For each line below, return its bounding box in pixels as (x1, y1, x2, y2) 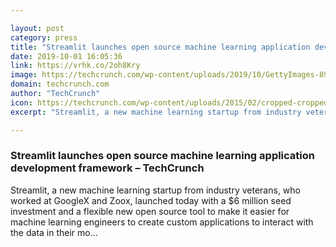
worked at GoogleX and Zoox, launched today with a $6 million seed (10, 194, 292, 206)
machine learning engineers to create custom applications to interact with (10, 216, 314, 228)
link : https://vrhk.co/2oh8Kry (10, 61, 141, 71)
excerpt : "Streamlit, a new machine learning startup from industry (10, 107, 302, 117)
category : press (10, 32, 78, 43)
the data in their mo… (10, 226, 98, 238)
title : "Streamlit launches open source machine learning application (10, 42, 311, 52)
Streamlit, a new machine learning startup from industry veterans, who (10, 184, 301, 196)
